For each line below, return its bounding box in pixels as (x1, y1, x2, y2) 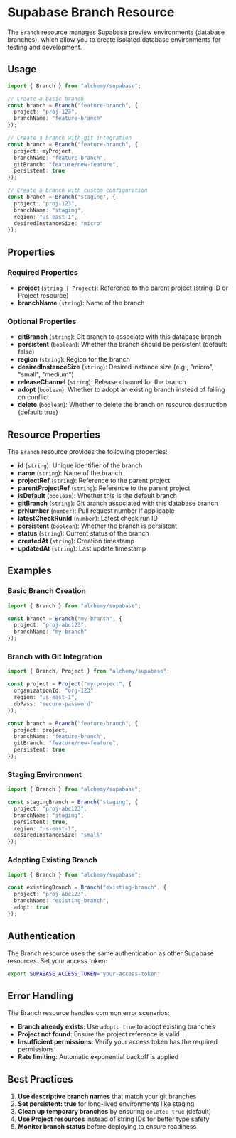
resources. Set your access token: (7, 956, 108, 965)
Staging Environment (7, 769, 82, 779)
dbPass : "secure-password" (14, 700, 94, 708)
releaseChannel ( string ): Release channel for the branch (17, 378, 186, 386)
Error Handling (7, 990, 73, 1002)
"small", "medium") (17, 370, 75, 379)
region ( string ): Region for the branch (17, 355, 130, 364)
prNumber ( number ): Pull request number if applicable (17, 506, 175, 515)
